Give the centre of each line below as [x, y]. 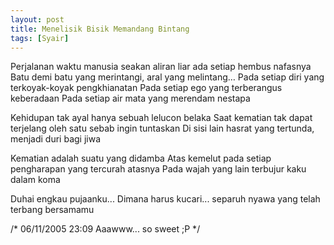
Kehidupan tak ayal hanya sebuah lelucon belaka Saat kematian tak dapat [161, 118]
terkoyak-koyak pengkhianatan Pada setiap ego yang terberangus [146, 88]
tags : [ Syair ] [40, 38]
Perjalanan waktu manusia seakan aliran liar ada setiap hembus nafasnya [161, 67]
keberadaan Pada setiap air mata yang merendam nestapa [130, 98]
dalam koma [35, 180]
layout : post [37, 19]
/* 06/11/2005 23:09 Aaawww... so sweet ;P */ [105, 229]
